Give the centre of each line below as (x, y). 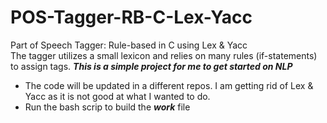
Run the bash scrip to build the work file (107, 107)
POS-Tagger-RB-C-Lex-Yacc (131, 17)
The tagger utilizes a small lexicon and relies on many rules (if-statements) (164, 55)
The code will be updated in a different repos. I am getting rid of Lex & (169, 85)
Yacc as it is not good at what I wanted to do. (117, 96)
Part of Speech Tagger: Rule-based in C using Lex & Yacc (129, 45)
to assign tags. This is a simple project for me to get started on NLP (151, 66)
